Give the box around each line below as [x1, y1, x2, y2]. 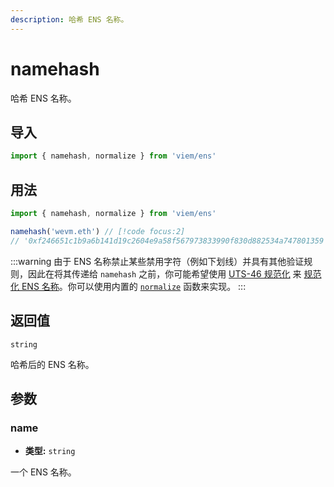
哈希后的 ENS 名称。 [10, 358, 95, 370]
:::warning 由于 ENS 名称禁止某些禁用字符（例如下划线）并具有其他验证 [10, 255, 305, 267]
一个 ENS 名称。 [10, 466, 77, 478]
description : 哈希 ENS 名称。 [10, 14, 129, 25]
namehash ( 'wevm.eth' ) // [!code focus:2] [10, 226, 186, 236]
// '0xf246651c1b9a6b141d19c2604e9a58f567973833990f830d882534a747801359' [10, 236, 329, 246]
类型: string [24, 445, 76, 457]
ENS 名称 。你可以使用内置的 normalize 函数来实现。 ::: [21, 280, 247, 292]
